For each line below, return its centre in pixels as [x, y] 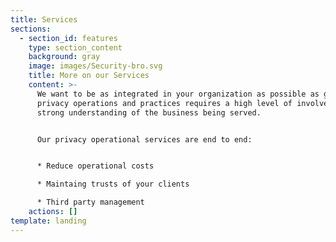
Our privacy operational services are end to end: [144, 139]
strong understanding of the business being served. [149, 112]
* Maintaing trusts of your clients [113, 184]
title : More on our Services [89, 76]
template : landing [48, 221]
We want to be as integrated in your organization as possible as [178, 94]
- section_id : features [68, 38]
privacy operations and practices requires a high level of [164, 103]
